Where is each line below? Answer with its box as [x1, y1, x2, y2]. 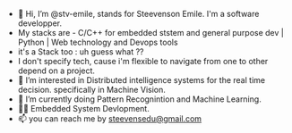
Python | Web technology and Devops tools [17, 37, 178, 47]
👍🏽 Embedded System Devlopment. [17, 104, 150, 113]
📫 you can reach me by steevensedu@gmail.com [17, 113, 202, 124]
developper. [17, 18, 63, 29]
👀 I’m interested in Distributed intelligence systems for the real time [17, 75, 266, 85]
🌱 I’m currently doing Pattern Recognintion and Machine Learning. [17, 94, 262, 104]
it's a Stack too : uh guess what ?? [17, 46, 145, 57]
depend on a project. [17, 65, 96, 76]
